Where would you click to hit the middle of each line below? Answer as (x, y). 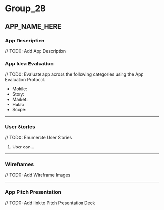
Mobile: (20, 89)
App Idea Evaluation (29, 63)
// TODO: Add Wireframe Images (38, 175)
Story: (18, 94)
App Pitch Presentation (33, 192)
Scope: (19, 110)
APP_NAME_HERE (33, 27)
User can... (23, 147)
